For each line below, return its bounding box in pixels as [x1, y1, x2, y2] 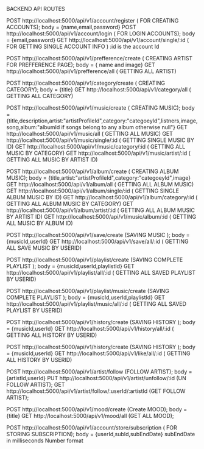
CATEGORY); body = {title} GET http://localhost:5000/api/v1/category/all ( [6, 86, 191, 93]
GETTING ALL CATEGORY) [6, 93, 74, 99]
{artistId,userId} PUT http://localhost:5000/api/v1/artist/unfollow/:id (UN [6, 375, 187, 381]
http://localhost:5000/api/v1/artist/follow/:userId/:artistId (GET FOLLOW [6, 387, 186, 395]
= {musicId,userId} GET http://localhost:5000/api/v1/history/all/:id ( [6, 325, 174, 332]
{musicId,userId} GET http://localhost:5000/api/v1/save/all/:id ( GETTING [6, 238, 189, 245]
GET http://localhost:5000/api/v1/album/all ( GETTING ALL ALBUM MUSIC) [6, 181, 194, 188]
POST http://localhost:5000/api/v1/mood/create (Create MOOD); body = [6, 406, 188, 413]
